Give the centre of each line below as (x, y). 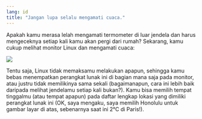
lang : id (17, 12)
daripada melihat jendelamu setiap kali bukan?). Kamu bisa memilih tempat (99, 90)
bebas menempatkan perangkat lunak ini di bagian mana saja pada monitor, (100, 77)
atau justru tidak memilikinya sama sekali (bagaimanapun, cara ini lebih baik (100, 83)
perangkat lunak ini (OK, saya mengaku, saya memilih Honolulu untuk (92, 103)
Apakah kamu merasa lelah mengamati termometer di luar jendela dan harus (101, 34)
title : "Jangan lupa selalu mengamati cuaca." (66, 18)
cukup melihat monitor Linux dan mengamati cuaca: (71, 47)
